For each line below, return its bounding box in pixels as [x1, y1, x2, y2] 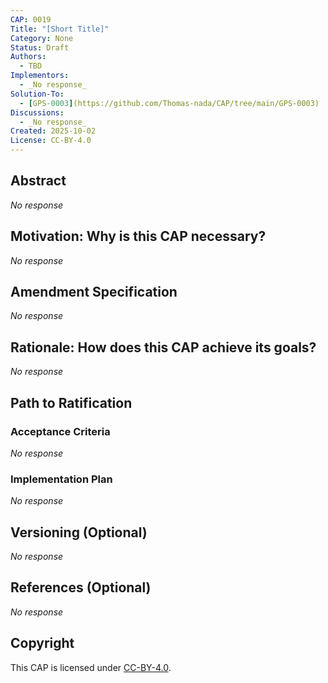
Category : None [10, 33, 74, 43]
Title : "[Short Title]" [10, 24, 110, 34]
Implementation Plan [10, 472, 113, 486]
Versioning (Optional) [10, 524, 148, 541]
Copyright [10, 635, 75, 652]
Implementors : [10, 71, 70, 81]
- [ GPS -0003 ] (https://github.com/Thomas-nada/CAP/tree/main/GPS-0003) [19, 98, 320, 108]
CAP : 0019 [10, 14, 52, 25]
